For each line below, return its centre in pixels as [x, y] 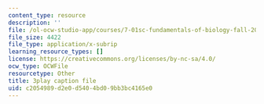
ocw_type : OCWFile [38, 66]
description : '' [35, 23]
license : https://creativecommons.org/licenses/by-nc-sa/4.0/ [112, 59]
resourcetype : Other [42, 74]
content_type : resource [47, 15]
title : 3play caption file [52, 81]
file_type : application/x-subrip [63, 45]
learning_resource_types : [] [56, 52]
